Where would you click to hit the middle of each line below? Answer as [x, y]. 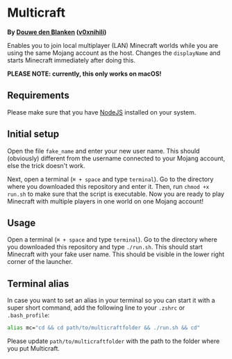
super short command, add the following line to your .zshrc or [96, 308]
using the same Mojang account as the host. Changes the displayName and [114, 53]
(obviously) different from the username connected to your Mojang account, [116, 158]
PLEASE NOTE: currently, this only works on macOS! [84, 74]
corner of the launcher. [40, 262]
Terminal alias [38, 284]
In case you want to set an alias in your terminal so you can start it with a [111, 301]
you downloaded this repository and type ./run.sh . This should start [105, 247]
